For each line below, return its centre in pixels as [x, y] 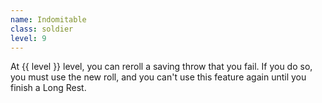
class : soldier [42, 29]
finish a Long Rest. [48, 88]
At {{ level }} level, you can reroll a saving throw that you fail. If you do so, [161, 67]
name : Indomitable [48, 19]
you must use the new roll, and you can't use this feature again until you [158, 77]
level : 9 [28, 38]
